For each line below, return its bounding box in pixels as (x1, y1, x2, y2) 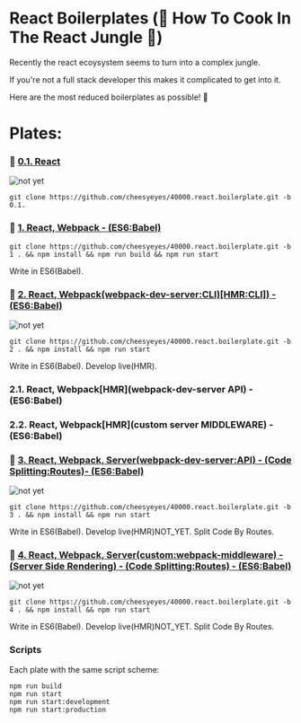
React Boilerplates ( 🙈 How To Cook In (9, 8, 292, 29)
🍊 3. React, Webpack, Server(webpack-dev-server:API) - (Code (9, 454, 292, 466)
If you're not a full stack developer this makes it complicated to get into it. (9, 74, 281, 84)
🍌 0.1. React (9, 155, 61, 168)
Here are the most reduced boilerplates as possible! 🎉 (9, 92, 208, 102)
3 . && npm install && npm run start (9, 511, 151, 520)
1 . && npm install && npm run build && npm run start (9, 250, 219, 259)
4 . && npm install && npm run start (9, 605, 151, 614)
